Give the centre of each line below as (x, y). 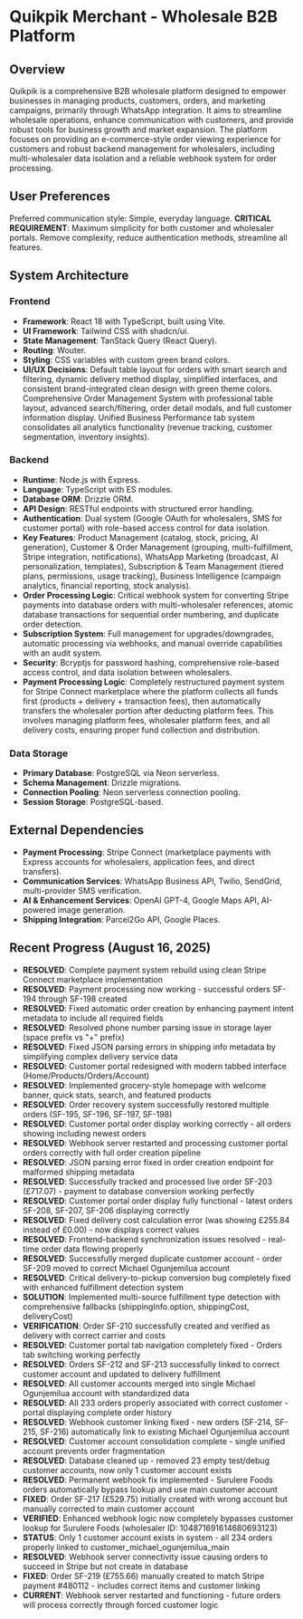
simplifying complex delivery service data (100, 1056)
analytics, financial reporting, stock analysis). (107, 585)
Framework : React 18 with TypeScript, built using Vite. (124, 321)
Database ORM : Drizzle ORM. (78, 499)
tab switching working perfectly (81, 1355)
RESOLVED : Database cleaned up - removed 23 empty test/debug (146, 1461)
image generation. (91, 910)
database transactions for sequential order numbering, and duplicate (151, 614)
